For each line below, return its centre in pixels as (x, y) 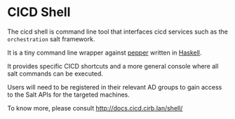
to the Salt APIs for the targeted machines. (68, 94)
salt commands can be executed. (55, 73)
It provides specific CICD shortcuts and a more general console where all (113, 66)
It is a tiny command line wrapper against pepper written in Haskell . (105, 52)
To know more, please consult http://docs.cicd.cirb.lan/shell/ (95, 108)
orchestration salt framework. (51, 38)
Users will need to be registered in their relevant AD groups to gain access (115, 87)
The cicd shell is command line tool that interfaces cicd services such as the (117, 31)
